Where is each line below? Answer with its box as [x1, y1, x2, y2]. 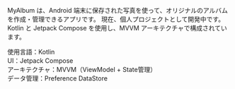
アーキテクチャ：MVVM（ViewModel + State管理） [7, 66, 157, 73]
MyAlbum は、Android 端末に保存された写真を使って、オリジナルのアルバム [7, 6, 229, 14]
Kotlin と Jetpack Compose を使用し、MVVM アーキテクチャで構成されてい [7, 24, 228, 32]
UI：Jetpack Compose [7, 57, 74, 65]
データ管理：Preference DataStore [7, 74, 108, 83]
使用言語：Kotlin [7, 48, 55, 56]
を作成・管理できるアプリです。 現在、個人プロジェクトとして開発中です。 [7, 15, 225, 23]
